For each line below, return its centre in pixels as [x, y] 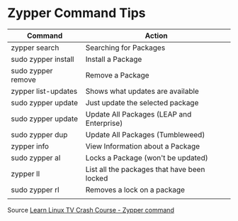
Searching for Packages [125, 48]
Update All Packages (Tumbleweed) [145, 134]
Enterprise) [104, 123]
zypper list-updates [44, 91]
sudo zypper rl [35, 190]
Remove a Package [118, 75]
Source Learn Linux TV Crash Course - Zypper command [91, 210]
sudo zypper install [42, 59]
